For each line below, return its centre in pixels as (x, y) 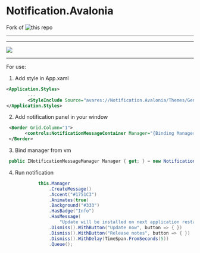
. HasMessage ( (65, 217)
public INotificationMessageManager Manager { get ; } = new (85, 162)
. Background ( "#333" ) (74, 205)
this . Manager (54, 183)
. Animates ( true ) (69, 200)
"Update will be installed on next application (119, 222)
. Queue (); (61, 244)
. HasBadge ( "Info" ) (71, 211)
